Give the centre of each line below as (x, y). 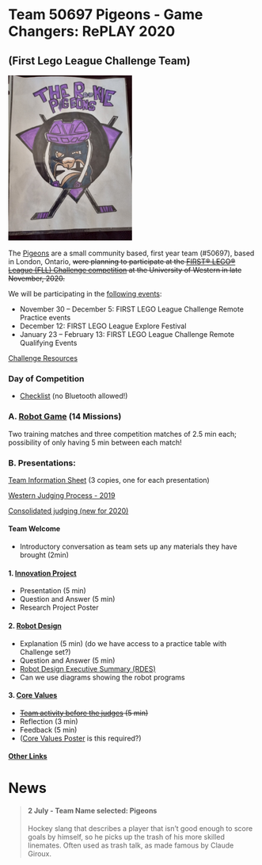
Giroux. (40, 853)
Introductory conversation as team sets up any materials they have (128, 547)
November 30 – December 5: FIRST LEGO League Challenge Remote (131, 309)
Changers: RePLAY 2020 (92, 31)
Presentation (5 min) (53, 591)
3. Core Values (33, 695)
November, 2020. (37, 278)
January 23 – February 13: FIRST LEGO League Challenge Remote (127, 334)
